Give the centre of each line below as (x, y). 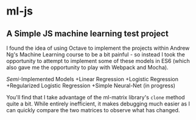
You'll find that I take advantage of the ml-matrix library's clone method (96, 97)
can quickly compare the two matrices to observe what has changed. (93, 110)
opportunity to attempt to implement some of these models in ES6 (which (98, 61)
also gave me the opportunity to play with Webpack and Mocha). (87, 67)
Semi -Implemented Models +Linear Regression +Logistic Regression (92, 79)
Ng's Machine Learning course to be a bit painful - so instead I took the (96, 55)
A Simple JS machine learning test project (87, 34)
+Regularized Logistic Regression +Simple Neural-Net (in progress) (91, 85)
